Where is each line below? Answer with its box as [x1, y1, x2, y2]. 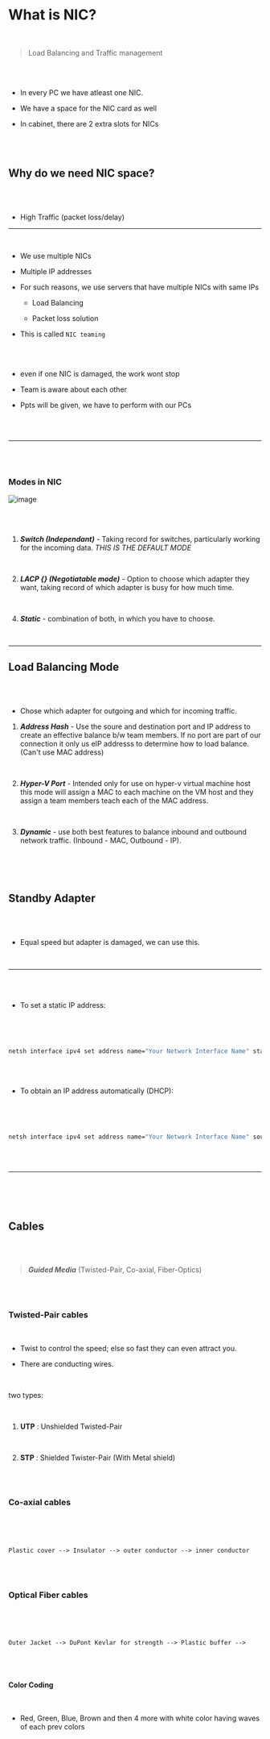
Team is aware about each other [19, 385, 127, 394]
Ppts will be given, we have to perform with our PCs [19, 400, 192, 410]
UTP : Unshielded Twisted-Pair [19, 1421, 123, 1431]
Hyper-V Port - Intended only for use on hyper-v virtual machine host [19, 778, 251, 788]
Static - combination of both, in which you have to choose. [19, 614, 215, 624]
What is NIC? [8, 6, 97, 24]
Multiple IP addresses [19, 266, 92, 276]
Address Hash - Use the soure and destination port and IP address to [19, 722, 251, 731]
